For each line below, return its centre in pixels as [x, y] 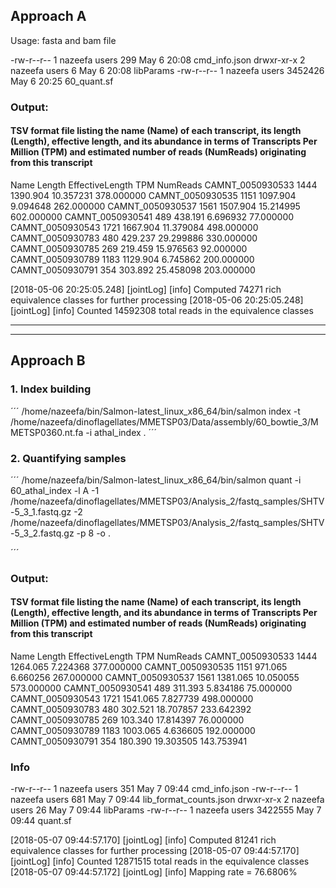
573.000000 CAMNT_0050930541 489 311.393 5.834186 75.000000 [151, 688]
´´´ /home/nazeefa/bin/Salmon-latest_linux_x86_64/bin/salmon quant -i [156, 480]
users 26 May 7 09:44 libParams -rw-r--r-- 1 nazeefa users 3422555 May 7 [166, 810]
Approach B [48, 360]
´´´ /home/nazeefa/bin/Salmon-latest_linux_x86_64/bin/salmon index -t [155, 411]
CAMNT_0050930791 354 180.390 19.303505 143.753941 [129, 741]
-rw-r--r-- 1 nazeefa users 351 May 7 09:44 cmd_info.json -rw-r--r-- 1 [154, 789]
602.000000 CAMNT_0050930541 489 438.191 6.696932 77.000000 [152, 216]
